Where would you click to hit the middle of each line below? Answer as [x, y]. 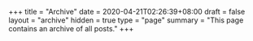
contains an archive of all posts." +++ [71, 29]
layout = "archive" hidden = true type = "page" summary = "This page [126, 20]
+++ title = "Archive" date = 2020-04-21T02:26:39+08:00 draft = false [127, 12]
